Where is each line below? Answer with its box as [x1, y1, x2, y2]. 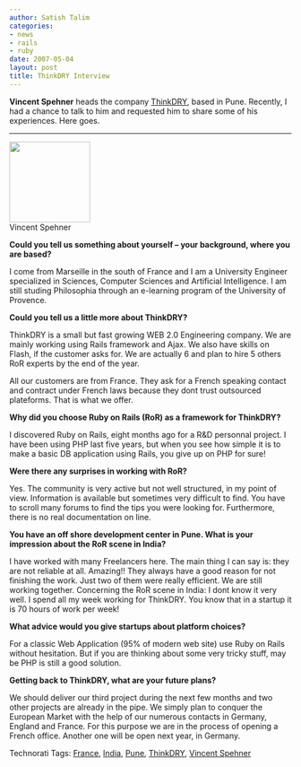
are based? [9, 248, 52, 259]
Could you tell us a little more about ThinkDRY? [9, 311, 188, 323]
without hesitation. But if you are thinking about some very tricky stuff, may [9, 648, 287, 658]
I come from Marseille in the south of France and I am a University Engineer [9, 266, 288, 276]
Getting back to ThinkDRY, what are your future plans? [9, 675, 217, 685]
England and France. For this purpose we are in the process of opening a [9, 720, 279, 731]
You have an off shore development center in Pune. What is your [9, 528, 254, 539]
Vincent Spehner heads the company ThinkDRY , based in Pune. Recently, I [9, 96, 288, 107]
